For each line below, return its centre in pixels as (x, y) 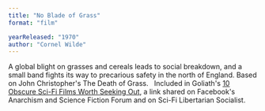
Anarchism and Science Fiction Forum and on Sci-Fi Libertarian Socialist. (127, 100)
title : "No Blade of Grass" (55, 15)
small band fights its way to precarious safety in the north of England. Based (132, 75)
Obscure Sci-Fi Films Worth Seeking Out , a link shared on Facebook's (122, 92)
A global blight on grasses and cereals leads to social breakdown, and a (125, 67)
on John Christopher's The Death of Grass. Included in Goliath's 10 (119, 83)
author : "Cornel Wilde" (47, 44)
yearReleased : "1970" (44, 37)
